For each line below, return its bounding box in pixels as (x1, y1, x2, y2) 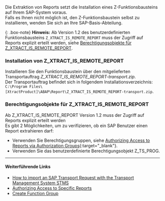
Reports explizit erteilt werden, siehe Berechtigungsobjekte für (5, 40, 132, 46)
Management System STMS (12, 180, 69, 186)
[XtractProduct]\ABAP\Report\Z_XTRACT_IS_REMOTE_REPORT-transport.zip (5, 90, 153, 95)
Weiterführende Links (5, 164, 51, 169)
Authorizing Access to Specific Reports (12, 185, 92, 191)
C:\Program (5, 84, 27, 89)
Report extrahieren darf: (5, 128, 54, 134)
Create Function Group (12, 190, 59, 196)
